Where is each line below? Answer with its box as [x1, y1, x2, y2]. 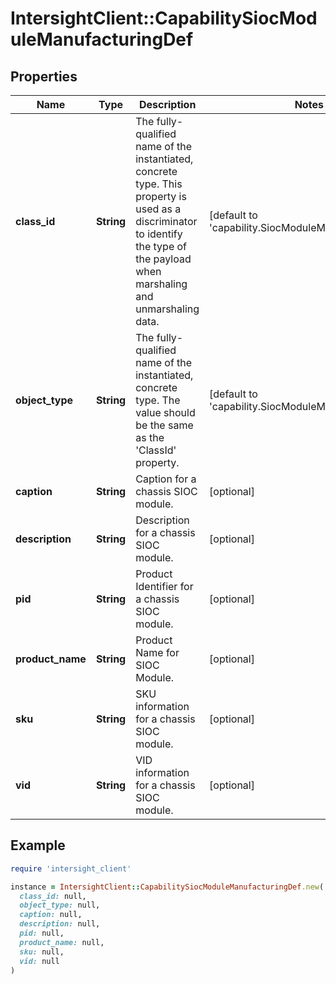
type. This [135, 177, 183, 191]
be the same [135, 418, 194, 432]
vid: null [19, 956, 60, 966]
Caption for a [135, 472, 197, 486]
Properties [10, 68, 78, 85]
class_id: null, [19, 891, 87, 901]
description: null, [19, 919, 101, 929]
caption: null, [19, 910, 83, 920]
